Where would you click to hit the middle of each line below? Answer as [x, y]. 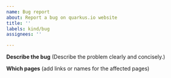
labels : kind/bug [28, 29]
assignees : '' [24, 34]
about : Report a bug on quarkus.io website [62, 18]
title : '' [19, 23]
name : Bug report [28, 12]
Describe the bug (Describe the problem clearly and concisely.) [86, 57]
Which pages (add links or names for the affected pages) [78, 69]
